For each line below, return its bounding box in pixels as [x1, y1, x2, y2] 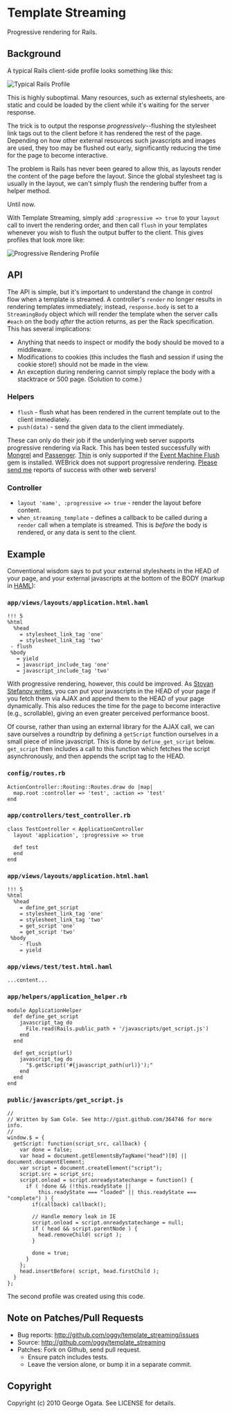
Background [7, 48, 61, 60]
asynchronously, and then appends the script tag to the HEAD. [7, 752, 186, 761]
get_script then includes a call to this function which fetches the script [7, 745, 211, 753]
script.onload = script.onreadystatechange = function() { [19, 1177, 194, 1184]
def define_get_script [13, 1013, 79, 1020]
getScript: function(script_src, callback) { [13, 1141, 148, 1147]
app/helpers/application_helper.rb [7, 993, 127, 1001]
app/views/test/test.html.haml [7, 963, 113, 971]
